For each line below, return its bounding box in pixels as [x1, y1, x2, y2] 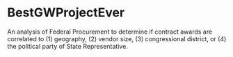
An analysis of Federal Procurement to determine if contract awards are [7, 27, 213, 36]
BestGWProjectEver [7, 5, 125, 21]
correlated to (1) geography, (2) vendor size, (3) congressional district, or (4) [7, 34, 227, 43]
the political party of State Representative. [7, 42, 129, 50]
